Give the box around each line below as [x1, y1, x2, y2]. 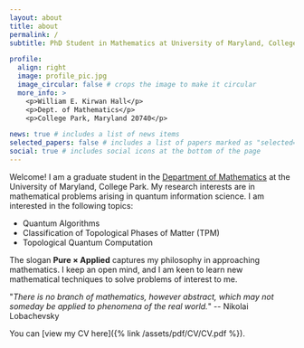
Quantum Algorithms [22, 218, 100, 229]
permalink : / [9, 30, 59, 39]
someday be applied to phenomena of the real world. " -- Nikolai [9, 300, 249, 312]
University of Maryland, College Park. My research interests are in [9, 181, 256, 192]
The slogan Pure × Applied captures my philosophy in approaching [9, 254, 261, 265]
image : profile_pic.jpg [17, 71, 107, 81]
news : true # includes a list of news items [9, 130, 180, 139]
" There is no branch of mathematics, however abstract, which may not [9, 291, 274, 302]
